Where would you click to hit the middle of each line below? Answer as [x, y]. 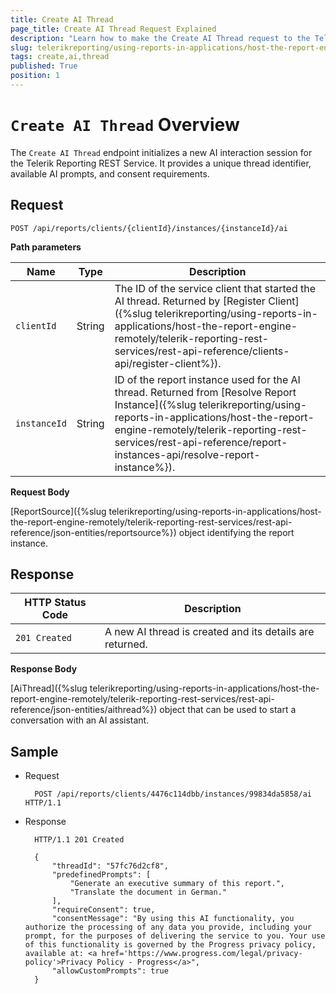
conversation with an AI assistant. [80, 720]
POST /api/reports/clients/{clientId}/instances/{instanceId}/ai [149, 228]
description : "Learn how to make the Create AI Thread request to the [160, 38]
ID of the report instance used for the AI [207, 379]
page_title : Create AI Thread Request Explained [113, 29]
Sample [34, 751]
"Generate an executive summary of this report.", [177, 884]
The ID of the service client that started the [215, 288]
